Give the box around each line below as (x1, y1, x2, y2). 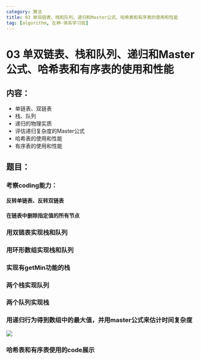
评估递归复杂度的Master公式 (14, 127, 85, 135)
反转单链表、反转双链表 (6, 197, 64, 204)
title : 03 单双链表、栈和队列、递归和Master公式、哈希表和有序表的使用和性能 (6, 14, 178, 20)
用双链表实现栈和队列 (6, 228, 68, 236)
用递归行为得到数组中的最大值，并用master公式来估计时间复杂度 (6, 316, 193, 324)
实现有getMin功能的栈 (6, 263, 71, 272)
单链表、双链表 (14, 105, 52, 112)
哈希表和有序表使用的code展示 (6, 345, 95, 354)
